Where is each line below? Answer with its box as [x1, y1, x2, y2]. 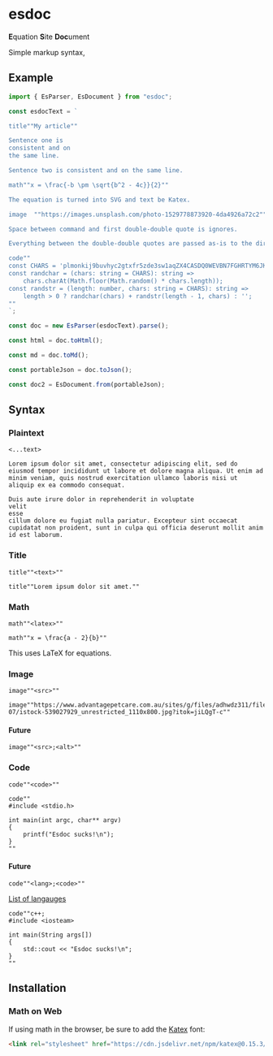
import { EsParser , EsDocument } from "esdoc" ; [8, 93, 173, 101]
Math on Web [8, 1006, 63, 1017]
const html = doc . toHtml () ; [8, 336, 104, 345]
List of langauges [8, 894, 67, 903]
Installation [8, 981, 67, 995]
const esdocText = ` [8, 107, 79, 115]
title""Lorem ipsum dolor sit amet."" [8, 582, 140, 591]
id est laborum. [8, 531, 63, 539]
